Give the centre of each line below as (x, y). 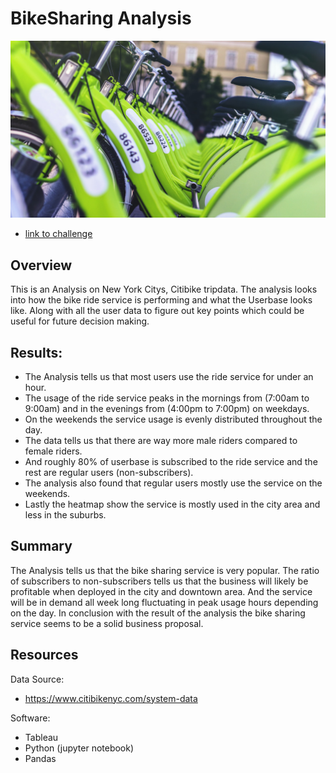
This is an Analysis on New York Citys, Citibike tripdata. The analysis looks (164, 289)
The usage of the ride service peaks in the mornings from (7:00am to (167, 398)
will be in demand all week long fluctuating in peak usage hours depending (164, 602)
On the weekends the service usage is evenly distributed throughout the (173, 419)
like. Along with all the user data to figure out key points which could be (157, 311)
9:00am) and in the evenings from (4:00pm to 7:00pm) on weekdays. (167, 409)
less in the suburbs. (65, 515)
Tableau (41, 737)
